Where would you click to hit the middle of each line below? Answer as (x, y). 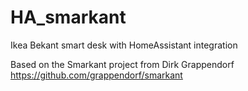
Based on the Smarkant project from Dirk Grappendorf (122, 64)
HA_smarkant (68, 17)
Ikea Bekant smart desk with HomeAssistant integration (124, 45)
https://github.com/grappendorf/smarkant (96, 75)
